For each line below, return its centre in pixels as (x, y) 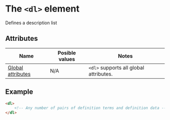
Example (19, 92)
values (67, 59)
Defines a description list (31, 23)
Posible (67, 52)
